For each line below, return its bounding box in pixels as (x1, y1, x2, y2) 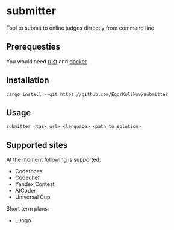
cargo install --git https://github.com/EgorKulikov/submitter (6, 91, 169, 97)
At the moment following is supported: (6, 156, 101, 164)
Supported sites (6, 140, 68, 150)
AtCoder (14, 187, 36, 194)
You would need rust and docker (6, 57, 87, 65)
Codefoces (14, 168, 43, 175)
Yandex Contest (14, 180, 55, 188)
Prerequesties (6, 42, 60, 52)
